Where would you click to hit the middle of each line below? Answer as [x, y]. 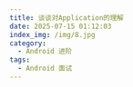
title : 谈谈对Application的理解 [67, 18]
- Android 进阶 [45, 52]
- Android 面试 [45, 69]
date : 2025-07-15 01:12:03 [61, 26]
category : [28, 43]
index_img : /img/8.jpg [52, 34]
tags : [20, 60]
